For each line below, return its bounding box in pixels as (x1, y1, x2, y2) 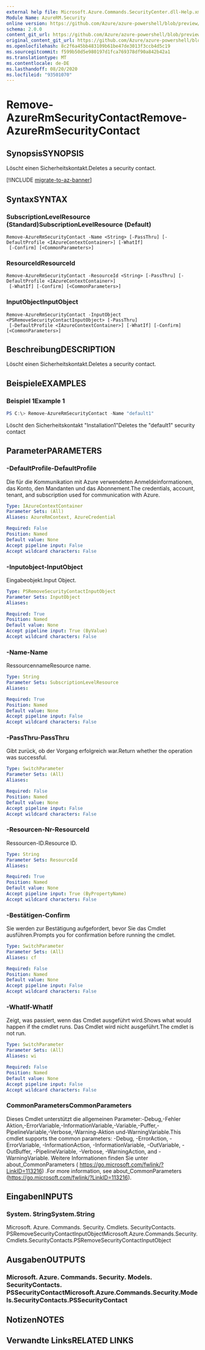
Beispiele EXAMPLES (6, 378, 87, 389)
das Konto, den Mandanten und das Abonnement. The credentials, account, (6, 484, 195, 492)
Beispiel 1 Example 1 (6, 396, 65, 405)
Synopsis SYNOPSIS (6, 148, 84, 159)
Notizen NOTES (6, 1314, 65, 1326)
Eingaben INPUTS (6, 1191, 73, 1202)
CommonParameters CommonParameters (6, 1101, 132, 1110)
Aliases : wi (6, 1053, 37, 1059)
